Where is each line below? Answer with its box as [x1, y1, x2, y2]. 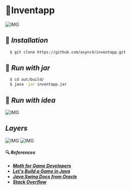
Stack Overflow [12, 179, 47, 185]
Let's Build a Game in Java [12, 168, 71, 174]
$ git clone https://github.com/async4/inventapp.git [10, 49, 126, 55]
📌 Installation [5, 36, 48, 45]
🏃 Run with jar [5, 64, 50, 73]
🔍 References [5, 149, 36, 155]
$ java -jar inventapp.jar [10, 82, 67, 87]
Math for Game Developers [12, 163, 72, 169]
